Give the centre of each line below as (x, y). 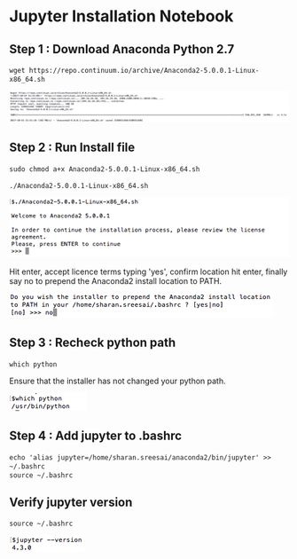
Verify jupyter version (71, 502)
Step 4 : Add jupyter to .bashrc (96, 436)
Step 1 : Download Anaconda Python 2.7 (122, 49)
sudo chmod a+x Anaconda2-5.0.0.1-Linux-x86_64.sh (105, 169)
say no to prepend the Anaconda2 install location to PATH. (116, 280)
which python (33, 364)
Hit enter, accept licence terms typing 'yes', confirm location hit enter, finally (148, 272)
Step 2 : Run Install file (72, 148)
